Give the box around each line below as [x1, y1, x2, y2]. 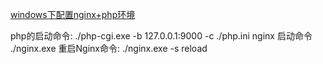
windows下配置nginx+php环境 [10, 9, 136, 20]
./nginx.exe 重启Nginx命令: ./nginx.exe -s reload [10, 43, 208, 54]
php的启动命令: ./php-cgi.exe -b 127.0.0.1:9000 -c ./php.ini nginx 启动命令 [10, 30, 313, 42]
